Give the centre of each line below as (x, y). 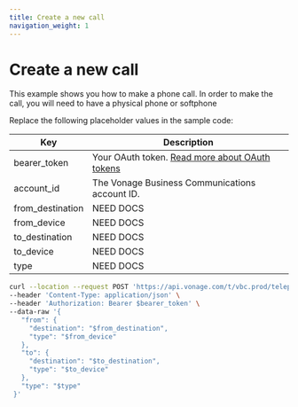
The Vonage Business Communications (174, 183)
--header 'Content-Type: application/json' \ (94, 295)
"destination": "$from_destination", (98, 328)
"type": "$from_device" (73, 337)
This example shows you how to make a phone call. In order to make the (141, 94)
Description (188, 143)
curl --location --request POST (69, 287)
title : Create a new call (57, 17)
